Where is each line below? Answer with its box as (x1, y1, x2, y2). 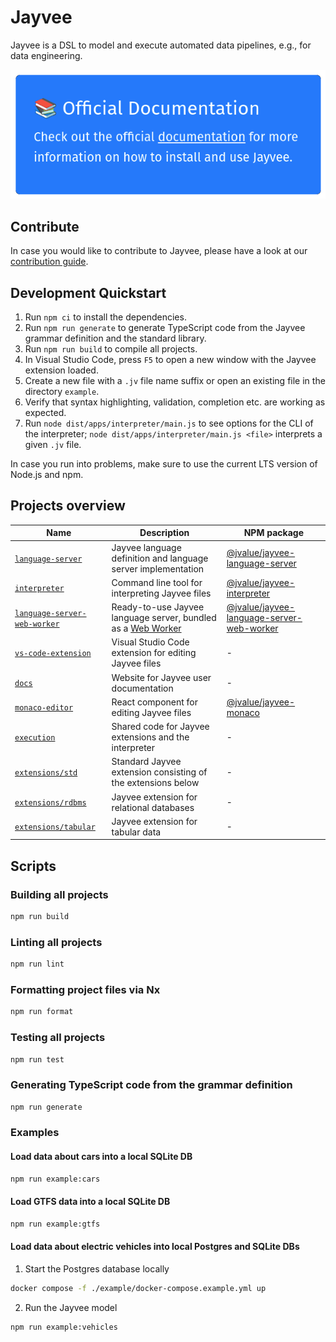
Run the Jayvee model (24, 1301, 118, 1313)
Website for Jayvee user (111, 671, 212, 683)
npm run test (10, 1054, 65, 1065)
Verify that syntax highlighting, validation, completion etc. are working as (24, 396, 326, 408)
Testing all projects (10, 1031, 106, 1045)
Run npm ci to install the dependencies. (24, 311, 187, 323)
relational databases (111, 801, 195, 813)
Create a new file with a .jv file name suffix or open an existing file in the (24, 375, 326, 386)
